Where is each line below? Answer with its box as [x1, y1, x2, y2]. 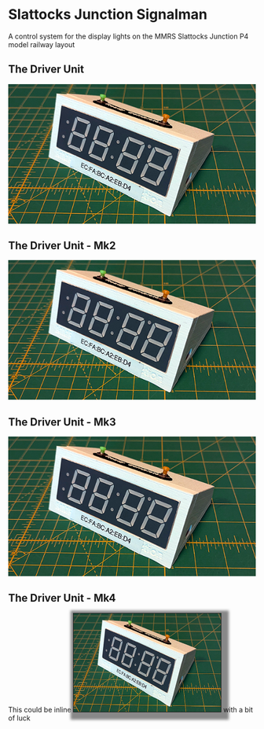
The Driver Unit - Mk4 [8, 591, 116, 605]
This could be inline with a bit [8, 705, 254, 714]
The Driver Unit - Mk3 [8, 415, 116, 429]
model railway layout [8, 39, 75, 49]
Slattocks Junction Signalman [8, 6, 208, 24]
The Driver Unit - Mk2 [8, 239, 116, 252]
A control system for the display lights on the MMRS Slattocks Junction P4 [8, 31, 249, 41]
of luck [8, 713, 31, 723]
